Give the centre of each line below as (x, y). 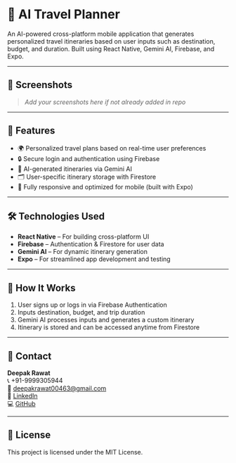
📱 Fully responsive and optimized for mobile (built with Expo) (105, 186)
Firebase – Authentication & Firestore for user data (91, 244)
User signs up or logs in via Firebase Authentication (92, 305)
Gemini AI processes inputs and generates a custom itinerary (106, 320)
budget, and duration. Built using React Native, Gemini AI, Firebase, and (111, 49)
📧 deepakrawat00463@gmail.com (57, 388)
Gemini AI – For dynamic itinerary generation (83, 252)
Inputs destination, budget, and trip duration (81, 312)
